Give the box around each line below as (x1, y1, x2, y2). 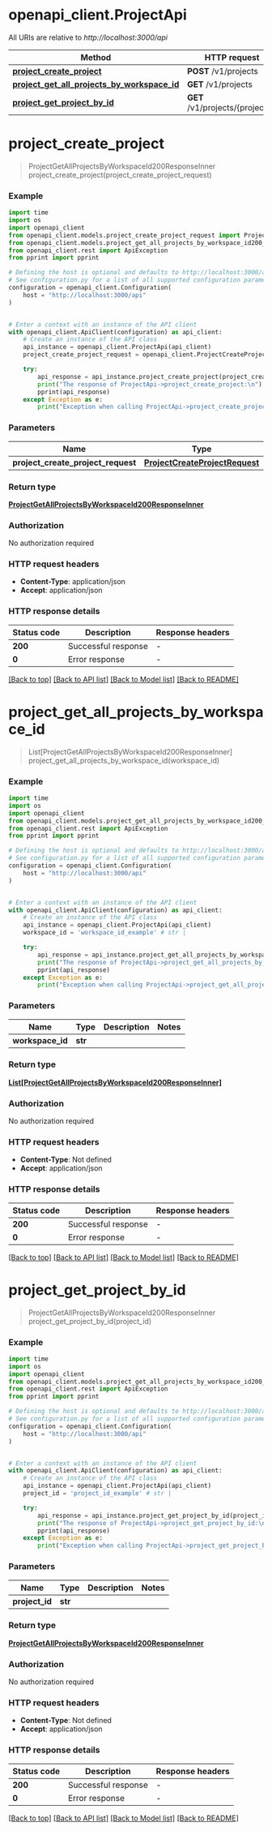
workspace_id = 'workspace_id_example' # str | (23, 929, 186, 937)
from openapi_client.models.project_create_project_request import (8, 231, 241, 239)
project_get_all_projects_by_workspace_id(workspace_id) (28, 755, 220, 765)
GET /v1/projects (187, 79, 253, 90)
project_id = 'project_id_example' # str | (23, 1489, 172, 1498)
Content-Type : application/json (19, 577, 125, 587)
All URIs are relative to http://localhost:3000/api (8, 32, 168, 42)
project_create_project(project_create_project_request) (28, 170, 212, 179)
